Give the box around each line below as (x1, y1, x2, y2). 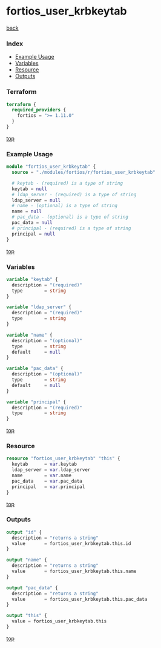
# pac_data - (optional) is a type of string (11, 214, 129, 220)
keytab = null (11, 186, 47, 192)
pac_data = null (11, 220, 53, 226)
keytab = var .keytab (11, 461, 77, 468)
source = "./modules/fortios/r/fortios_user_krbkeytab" (11, 170, 156, 176)
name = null (11, 208, 42, 214)
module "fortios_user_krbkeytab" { (6, 164, 96, 170)
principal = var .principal (11, 483, 85, 490)
